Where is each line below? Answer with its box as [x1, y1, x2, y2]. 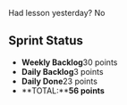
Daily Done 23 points [21, 76, 97, 86]
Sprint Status [8, 33, 84, 48]
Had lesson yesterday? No [8, 8, 106, 18]
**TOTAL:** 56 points [21, 85, 105, 96]
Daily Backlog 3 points [21, 66, 104, 77]
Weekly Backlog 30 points [21, 57, 118, 68]
